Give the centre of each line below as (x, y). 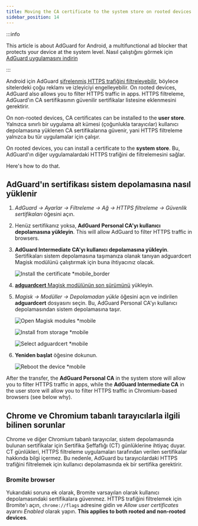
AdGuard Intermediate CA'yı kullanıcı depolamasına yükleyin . (92, 250)
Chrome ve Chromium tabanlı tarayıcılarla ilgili (93, 416)
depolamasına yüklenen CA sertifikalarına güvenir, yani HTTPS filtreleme (94, 130)
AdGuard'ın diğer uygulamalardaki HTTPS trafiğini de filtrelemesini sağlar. (96, 154)
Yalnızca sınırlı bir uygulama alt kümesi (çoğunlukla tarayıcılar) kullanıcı (92, 124)
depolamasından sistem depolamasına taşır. (68, 309)
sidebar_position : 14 (33, 17)
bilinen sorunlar (36, 425)
